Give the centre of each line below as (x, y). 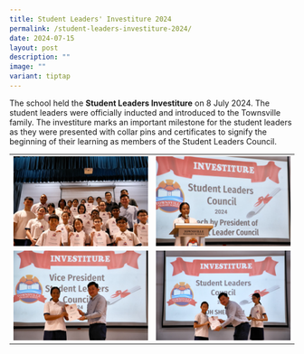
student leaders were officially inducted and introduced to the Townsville (145, 112)
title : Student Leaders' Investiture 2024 (90, 19)
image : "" (28, 67)
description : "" (40, 57)
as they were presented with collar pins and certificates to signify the (138, 132)
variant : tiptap (40, 77)
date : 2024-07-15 (42, 38)
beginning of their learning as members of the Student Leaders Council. (143, 141)
